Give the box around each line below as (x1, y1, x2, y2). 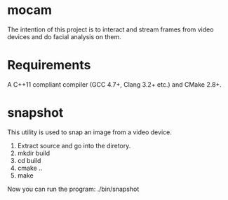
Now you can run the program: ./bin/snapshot (7, 185, 140, 193)
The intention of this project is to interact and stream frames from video (7, 25, 214, 34)
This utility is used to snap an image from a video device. (7, 128, 172, 136)
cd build (17, 156, 41, 164)
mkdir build (17, 149, 51, 157)
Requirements (7, 57, 91, 73)
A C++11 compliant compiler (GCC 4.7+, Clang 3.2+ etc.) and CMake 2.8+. (7, 80, 222, 89)
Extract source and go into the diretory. (17, 141, 131, 150)
